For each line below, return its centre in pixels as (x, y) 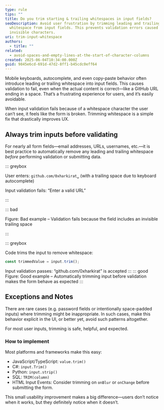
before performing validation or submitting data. (53, 156)
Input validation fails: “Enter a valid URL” (46, 190)
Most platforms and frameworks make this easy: (54, 352)
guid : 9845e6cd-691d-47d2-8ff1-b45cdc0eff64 (51, 64)
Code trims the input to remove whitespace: (49, 253)
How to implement (27, 341)
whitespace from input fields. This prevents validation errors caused (84, 28)
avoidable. (15, 99)
